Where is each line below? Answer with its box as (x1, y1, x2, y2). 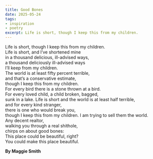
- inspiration (5, 21, 35, 26)
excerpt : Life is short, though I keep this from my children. (5, 30, 139, 35)
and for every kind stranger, (5, 102, 62, 107)
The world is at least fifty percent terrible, (5, 70, 90, 76)
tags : (5, 16, 16, 21)
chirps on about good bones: (5, 128, 64, 134)
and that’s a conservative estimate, (5, 75, 76, 81)
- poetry (5, 26, 23, 31)
